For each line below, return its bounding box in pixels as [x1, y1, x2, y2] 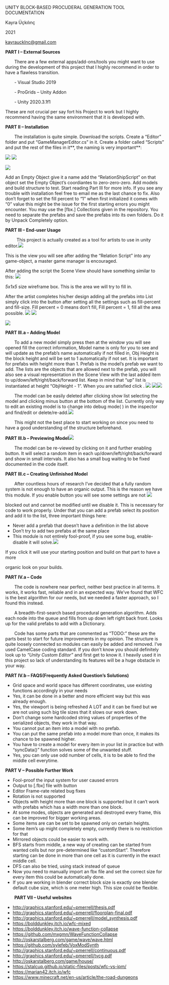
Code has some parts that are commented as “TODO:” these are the [14, 630, 156, 636]
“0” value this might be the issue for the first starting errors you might [5, 201, 150, 207]
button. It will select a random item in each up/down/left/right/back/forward [5, 450, 162, 456]
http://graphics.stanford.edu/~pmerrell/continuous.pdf [12, 948, 126, 953]
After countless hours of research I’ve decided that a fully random [14, 481, 151, 486]
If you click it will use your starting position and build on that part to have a [5, 549, 160, 555]
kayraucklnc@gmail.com [5, 39, 57, 45]
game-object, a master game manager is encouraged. [5, 258, 118, 264]
